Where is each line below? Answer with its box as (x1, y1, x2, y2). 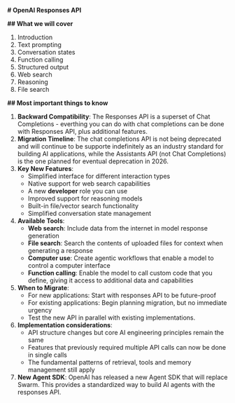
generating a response (27, 247, 93, 254)
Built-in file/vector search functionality (27, 202, 138, 210)
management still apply (27, 366, 96, 374)
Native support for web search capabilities (27, 179, 150, 188)
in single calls (27, 350, 68, 359)
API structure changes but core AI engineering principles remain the (27, 329, 225, 336)
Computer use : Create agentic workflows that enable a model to (27, 254, 215, 262)
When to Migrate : (17, 284, 69, 292)
